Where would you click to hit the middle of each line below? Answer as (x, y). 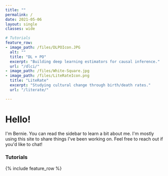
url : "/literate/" (29, 90)
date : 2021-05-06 (24, 19)
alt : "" (18, 52)
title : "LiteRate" (29, 81)
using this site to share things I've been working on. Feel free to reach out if (84, 139)
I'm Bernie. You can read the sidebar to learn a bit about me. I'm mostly (80, 133)
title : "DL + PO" (28, 57)
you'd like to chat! (24, 144)
